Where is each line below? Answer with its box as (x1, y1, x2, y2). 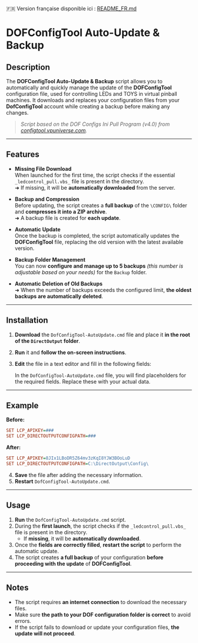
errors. (14, 617, 31, 624)
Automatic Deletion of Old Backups (14, 280, 103, 287)
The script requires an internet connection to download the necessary (14, 598, 187, 605)
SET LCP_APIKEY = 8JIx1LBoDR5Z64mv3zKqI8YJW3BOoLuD (6, 455, 131, 462)
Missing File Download (14, 165, 72, 172)
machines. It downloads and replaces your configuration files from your (6, 97, 180, 103)
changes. (6, 109, 29, 116)
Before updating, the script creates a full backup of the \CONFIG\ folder (14, 202, 187, 209)
